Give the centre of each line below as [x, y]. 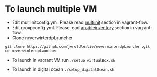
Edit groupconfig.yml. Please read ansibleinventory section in [73, 27]
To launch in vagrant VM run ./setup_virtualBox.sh [64, 60]
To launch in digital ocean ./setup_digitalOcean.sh [63, 69]
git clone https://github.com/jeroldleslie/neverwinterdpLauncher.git [78, 46]
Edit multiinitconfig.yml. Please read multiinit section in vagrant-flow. [80, 22]
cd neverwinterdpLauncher [31, 51]
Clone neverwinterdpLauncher [42, 38]
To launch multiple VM [51, 9]
